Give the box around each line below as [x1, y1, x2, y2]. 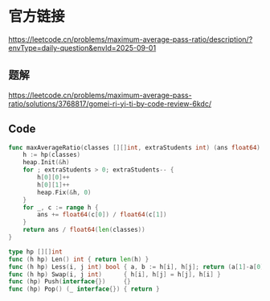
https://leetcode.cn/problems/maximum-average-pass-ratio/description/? [8, 34, 253, 44]
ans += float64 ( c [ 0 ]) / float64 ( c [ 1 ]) [37, 211, 167, 219]
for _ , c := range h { [22, 203, 99, 212]
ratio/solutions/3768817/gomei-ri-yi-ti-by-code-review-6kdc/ [8, 98, 211, 109]
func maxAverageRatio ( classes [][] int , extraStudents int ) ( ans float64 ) [8, 143, 261, 151]
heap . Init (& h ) [22, 159, 70, 167]
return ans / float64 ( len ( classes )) [22, 226, 146, 234]
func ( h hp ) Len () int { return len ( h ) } [8, 255, 149, 263]
